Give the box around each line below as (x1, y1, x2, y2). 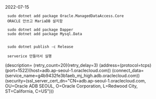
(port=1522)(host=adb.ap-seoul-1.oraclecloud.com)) (5, 68, 111, 73)
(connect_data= (112, 68, 144, 73)
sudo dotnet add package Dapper (7, 27, 74, 32)
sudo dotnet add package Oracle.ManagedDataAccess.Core (7, 14, 124, 19)
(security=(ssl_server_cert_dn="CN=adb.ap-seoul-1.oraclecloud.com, (5, 78, 146, 83)
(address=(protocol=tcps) (99, 62, 152, 68)
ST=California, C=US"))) (5, 88, 54, 94)
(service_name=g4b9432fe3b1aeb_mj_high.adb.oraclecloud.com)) (5, 73, 140, 79)
